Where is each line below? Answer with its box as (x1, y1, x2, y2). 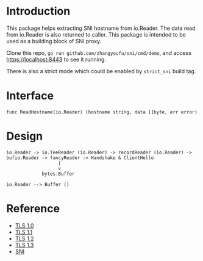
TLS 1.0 (15, 221, 34, 229)
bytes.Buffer (41, 171, 75, 177)
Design (6, 129, 43, 143)
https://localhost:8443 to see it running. (6, 55, 107, 63)
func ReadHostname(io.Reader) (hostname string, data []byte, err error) (6, 109, 198, 115)
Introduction (6, 4, 71, 18)
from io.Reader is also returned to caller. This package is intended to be (6, 30, 186, 38)
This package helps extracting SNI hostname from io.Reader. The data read (6, 24, 196, 32)
